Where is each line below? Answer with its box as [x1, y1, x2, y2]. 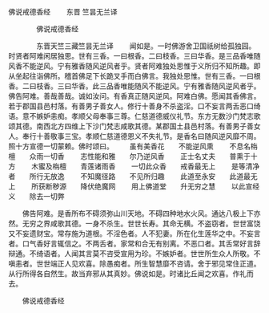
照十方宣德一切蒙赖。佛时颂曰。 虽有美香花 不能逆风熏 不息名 [8, 141, 251, 151]
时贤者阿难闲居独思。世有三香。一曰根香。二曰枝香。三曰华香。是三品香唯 [8, 51, 254, 60]
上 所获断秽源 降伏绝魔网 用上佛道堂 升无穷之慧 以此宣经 [8, 181, 260, 191]
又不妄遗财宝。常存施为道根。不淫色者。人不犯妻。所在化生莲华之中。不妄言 [8, 229, 261, 238]
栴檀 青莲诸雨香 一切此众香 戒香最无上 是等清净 [51, 161, 260, 171]
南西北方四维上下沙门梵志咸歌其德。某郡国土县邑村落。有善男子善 [35, 121, 254, 131]
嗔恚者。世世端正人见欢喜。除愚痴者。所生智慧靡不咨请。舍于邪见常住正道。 [8, 259, 261, 268]
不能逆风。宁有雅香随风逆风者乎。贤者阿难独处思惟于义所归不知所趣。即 [22, 61, 261, 71]
